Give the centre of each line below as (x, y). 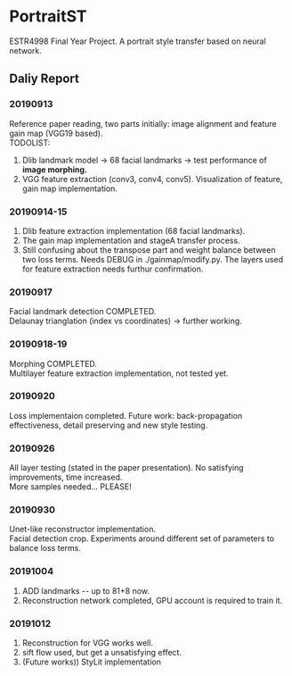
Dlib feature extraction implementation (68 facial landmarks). (134, 230)
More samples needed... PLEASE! (70, 487)
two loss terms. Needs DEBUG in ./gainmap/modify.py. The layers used (152, 259)
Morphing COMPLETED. (53, 363)
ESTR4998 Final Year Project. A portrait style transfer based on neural (138, 41)
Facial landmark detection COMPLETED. (83, 312)
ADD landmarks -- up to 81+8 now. (85, 590)
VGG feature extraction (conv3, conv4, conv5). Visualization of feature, (152, 179)
